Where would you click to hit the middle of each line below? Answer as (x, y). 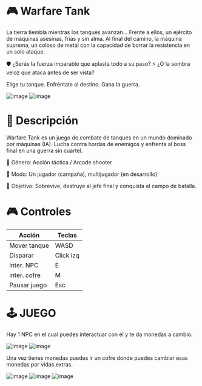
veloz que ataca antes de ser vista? (51, 72)
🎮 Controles (39, 212)
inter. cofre (25, 275)
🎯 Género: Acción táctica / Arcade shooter (59, 162)
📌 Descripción (42, 121)
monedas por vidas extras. (39, 364)
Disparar (22, 255)
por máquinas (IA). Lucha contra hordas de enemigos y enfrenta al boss (96, 144)
